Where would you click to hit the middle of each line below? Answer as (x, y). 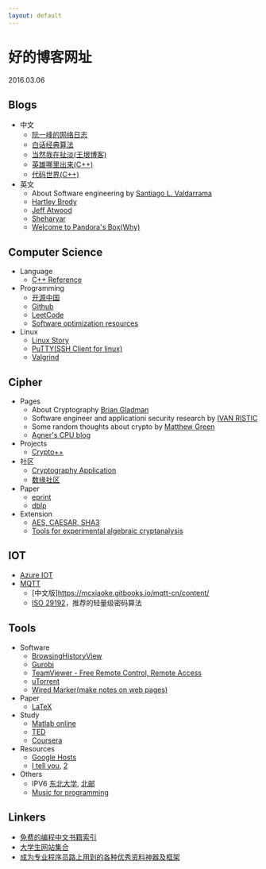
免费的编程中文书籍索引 (58, 837)
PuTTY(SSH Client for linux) (77, 349)
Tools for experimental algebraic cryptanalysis (108, 531)
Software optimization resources (85, 323)
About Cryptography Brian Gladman (90, 409)
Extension (36, 514)
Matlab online (54, 723)
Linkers (27, 818)
